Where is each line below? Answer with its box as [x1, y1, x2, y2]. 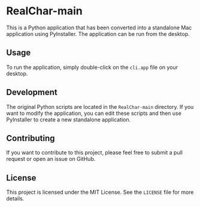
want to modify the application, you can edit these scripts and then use [6, 109, 181, 117]
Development [6, 87, 58, 98]
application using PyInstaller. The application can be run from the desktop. [6, 30, 190, 37]
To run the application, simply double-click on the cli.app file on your [6, 63, 178, 71]
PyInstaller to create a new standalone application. [6, 115, 131, 123]
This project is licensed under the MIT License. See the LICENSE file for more [6, 188, 194, 196]
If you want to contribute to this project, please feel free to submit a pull [6, 149, 183, 156]
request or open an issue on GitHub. [6, 156, 96, 163]
